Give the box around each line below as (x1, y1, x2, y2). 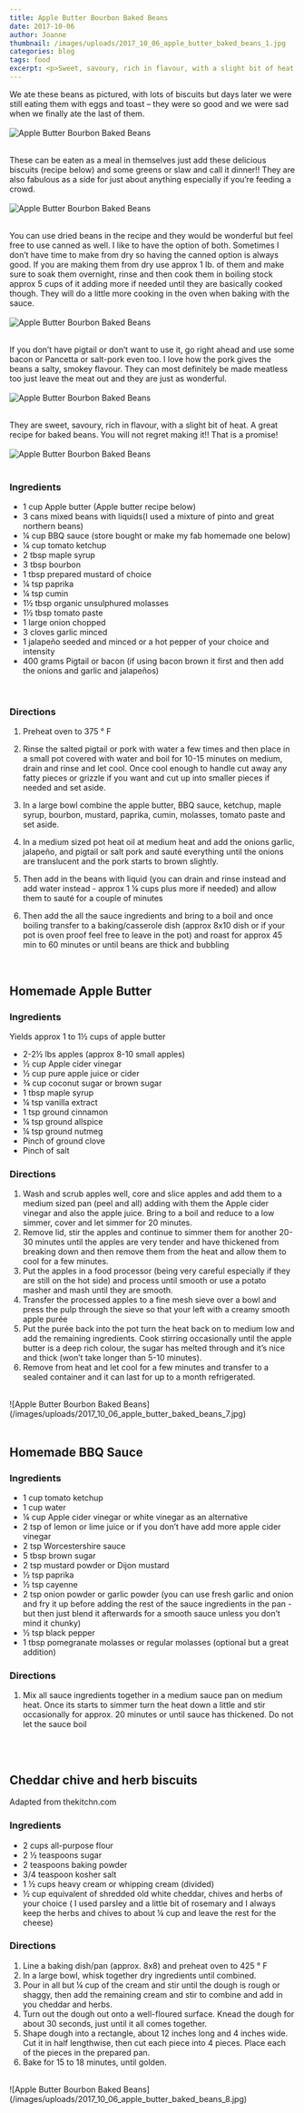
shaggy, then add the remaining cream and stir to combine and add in (22, 1989, 283, 2000)
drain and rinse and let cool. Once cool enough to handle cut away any (22, 763, 288, 774)
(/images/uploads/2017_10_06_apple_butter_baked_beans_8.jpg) (9, 2093, 248, 2104)
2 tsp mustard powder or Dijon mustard (22, 1560, 170, 1571)
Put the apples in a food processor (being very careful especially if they (22, 1265, 290, 1276)
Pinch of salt (22, 1145, 70, 1156)
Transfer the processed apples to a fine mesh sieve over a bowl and (22, 1294, 277, 1305)
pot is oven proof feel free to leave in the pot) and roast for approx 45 (22, 929, 283, 940)
